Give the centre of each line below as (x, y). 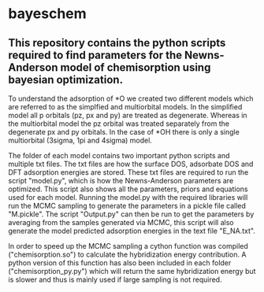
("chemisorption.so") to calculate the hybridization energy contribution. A (127, 254)
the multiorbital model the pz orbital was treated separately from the (119, 124)
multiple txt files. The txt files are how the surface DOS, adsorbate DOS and (131, 164)
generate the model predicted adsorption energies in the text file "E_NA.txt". (132, 231)
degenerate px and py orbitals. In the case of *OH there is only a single (124, 132)
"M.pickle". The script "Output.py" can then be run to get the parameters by (131, 214)
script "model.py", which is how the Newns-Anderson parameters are (121, 181)
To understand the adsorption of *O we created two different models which (131, 98)
